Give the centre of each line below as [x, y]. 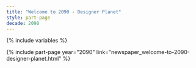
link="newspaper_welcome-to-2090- [143, 52]
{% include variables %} [37, 41]
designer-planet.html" [34, 59]
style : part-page [28, 18]
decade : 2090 [23, 23]
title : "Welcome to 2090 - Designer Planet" [64, 12]
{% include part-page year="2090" [51, 52]
